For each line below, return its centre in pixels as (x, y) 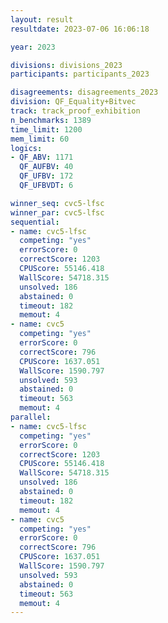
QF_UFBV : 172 (46, 176)
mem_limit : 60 (40, 139)
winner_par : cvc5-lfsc (57, 212)
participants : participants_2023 (80, 74)
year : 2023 (33, 47)
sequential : (35, 222)
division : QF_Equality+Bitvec (73, 102)
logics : (26, 148)
